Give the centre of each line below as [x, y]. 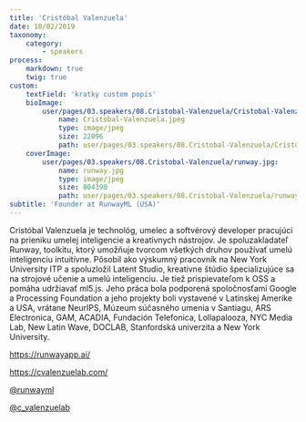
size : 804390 [82, 188]
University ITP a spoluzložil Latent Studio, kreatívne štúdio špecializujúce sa [152, 269]
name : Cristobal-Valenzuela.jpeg [121, 119]
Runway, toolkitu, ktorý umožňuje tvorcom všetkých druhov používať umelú [151, 249]
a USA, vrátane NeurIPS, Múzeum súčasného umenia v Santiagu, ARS [140, 307]
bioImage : [45, 103]
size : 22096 [81, 137]
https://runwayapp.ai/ [50, 354]
